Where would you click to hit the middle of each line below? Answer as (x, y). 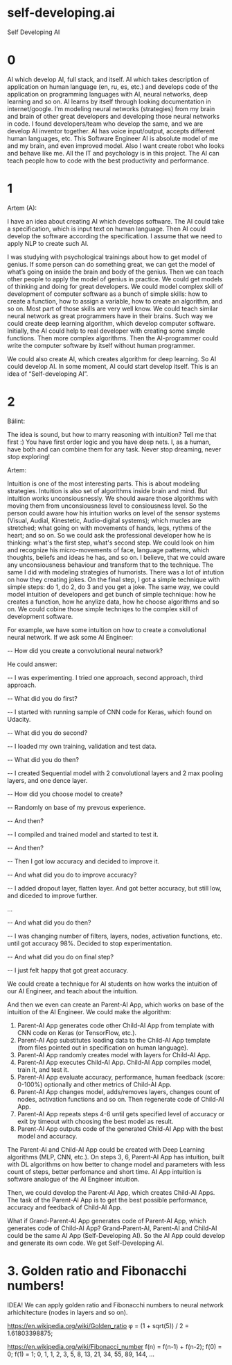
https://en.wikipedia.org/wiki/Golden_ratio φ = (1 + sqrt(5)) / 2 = (98, 1325)
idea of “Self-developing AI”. (48, 374)
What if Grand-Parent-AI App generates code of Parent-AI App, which (107, 1221)
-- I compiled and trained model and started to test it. (83, 834)
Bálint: (16, 421)
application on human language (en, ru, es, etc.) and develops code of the (113, 86)
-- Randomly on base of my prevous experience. (77, 807)
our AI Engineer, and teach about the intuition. (73, 991)
